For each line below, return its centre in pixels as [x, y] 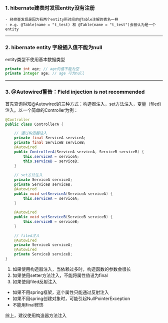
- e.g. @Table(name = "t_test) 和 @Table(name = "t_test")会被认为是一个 [80, 25]
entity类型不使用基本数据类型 [35, 59]
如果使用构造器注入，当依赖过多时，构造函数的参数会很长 [71, 269]
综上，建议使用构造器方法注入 [36, 315]
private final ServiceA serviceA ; [50, 138]
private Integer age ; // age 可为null [45, 74]
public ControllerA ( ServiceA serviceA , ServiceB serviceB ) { [79, 152]
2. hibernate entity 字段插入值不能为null [54, 48]
